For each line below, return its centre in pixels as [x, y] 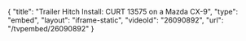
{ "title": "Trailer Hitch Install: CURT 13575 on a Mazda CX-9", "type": [123, 12]
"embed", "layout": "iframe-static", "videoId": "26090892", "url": [116, 20]
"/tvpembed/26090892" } [51, 29]
